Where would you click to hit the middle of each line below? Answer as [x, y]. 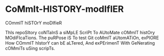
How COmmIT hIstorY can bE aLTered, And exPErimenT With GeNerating [80, 43]
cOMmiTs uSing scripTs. [30, 48]
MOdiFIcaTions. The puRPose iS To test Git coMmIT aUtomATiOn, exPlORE [82, 38]
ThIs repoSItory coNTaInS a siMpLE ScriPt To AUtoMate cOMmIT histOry [80, 32]
